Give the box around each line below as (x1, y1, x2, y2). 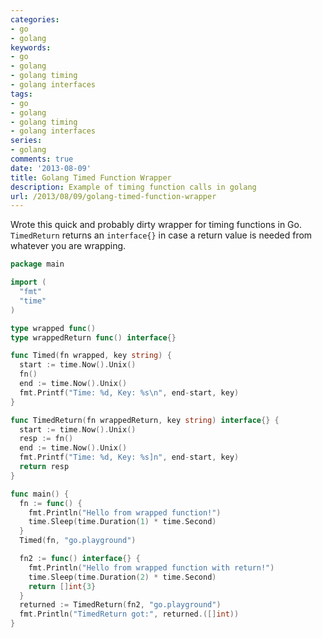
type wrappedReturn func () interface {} (10, 332, 177, 343)
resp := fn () (19, 434, 74, 444)
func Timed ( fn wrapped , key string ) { (10, 351, 172, 361)
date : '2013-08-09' (10, 163, 92, 173)
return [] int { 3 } (28, 581, 97, 591)
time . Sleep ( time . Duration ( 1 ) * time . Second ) (28, 517, 217, 527)
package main (10, 259, 65, 270)
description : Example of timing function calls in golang (10, 182, 257, 192)
